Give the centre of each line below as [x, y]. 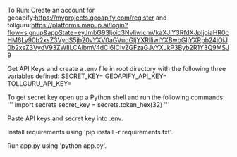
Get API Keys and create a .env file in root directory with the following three [117, 69]
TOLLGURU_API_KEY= [39, 83]
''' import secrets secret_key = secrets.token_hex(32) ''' [89, 105]
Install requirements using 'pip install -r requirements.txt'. [90, 132]
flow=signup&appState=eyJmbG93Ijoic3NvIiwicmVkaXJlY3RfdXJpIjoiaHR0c [118, 32]
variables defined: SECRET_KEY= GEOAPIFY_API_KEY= [87, 76]
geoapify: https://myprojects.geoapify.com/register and [87, 18]
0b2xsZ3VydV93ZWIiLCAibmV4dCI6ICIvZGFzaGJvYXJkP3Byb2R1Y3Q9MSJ [119, 48]
